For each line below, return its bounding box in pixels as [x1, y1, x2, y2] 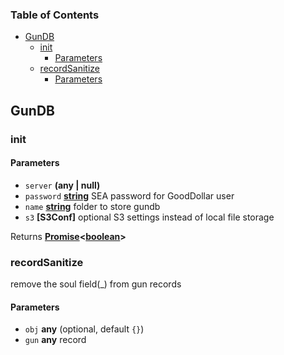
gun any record [24, 334, 87, 346]
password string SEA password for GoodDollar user [24, 189, 235, 202]
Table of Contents [10, 8, 100, 22]
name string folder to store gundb [24, 200, 161, 212]
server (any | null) [24, 179, 101, 191]
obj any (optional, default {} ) [24, 323, 145, 335]
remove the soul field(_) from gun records [10, 278, 182, 290]
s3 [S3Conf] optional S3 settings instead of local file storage [24, 211, 275, 223]
